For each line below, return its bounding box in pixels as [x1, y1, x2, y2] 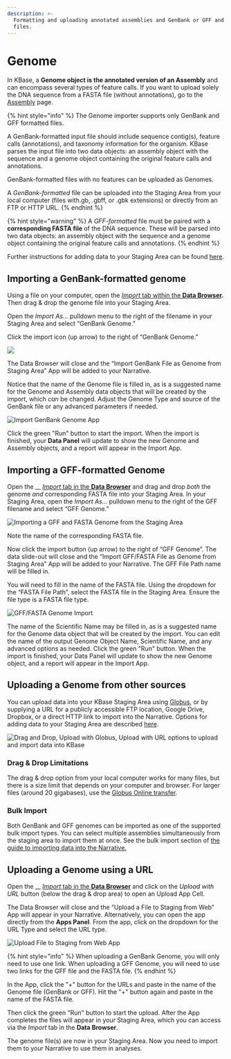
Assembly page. [7, 98, 54, 106]
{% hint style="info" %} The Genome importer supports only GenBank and [7, 112, 220, 120]
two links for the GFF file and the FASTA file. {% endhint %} [7, 967, 176, 976]
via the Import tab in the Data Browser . [7, 1024, 119, 1032]
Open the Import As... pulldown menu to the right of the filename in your [7, 312, 212, 320]
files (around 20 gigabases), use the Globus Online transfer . [7, 789, 178, 797]
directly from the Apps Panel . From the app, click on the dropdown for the [7, 918, 219, 926]
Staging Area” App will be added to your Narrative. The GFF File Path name [7, 560, 221, 568]
